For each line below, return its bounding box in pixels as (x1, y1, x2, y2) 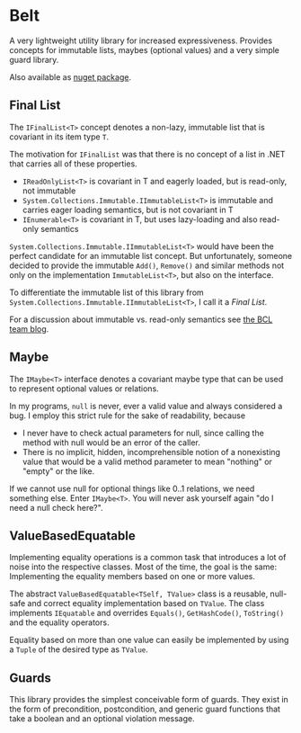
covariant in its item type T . (9, 131, 110, 142)
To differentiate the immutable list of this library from (9, 287, 204, 298)
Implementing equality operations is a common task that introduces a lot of (9, 552, 287, 563)
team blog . (9, 323, 49, 334)
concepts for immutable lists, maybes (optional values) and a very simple (9, 44, 280, 55)
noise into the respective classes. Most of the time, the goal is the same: (9, 561, 277, 572)
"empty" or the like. (22, 465, 95, 477)
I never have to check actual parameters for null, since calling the (22, 427, 265, 438)
